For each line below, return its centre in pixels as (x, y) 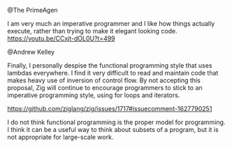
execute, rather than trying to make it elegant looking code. (93, 31)
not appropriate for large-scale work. (60, 137)
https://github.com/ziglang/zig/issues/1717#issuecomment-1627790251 (110, 109)
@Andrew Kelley (31, 52)
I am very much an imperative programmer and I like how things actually (111, 23)
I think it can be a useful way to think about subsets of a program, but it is (113, 129)
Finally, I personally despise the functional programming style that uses (110, 65)
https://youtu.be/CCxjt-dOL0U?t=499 (61, 38)
